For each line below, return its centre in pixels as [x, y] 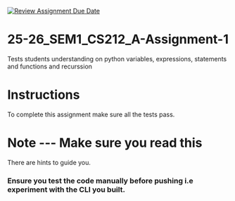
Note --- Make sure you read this [105, 143]
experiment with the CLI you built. [66, 189]
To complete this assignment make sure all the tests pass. [91, 114]
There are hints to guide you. [49, 162]
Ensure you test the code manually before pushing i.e [100, 181]
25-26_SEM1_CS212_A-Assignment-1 [118, 39]
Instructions [44, 95]
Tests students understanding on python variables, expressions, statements [117, 59]
